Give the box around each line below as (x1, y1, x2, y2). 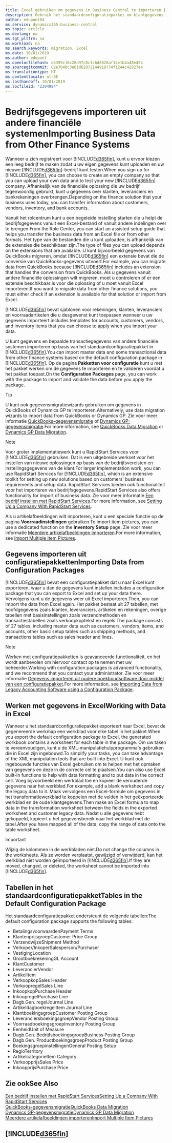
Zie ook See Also (5, 1079, 58, 1088)
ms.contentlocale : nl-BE (5, 74, 58, 80)
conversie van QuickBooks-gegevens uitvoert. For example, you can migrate (5, 258, 166, 264)
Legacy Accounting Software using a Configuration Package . (5, 686, 134, 693)
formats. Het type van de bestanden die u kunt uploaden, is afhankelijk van (5, 237, 164, 243)
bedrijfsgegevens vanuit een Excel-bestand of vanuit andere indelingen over (5, 220, 167, 226)
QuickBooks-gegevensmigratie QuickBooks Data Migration (5, 1103, 128, 1110)
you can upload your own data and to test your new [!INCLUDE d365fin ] (5, 178, 156, 184)
